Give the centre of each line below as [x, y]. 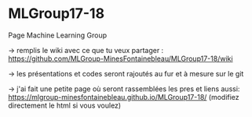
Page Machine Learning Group [58, 35]
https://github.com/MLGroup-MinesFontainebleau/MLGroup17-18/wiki [121, 58]
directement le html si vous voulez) [65, 105]
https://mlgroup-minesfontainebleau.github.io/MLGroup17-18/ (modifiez [124, 97]
